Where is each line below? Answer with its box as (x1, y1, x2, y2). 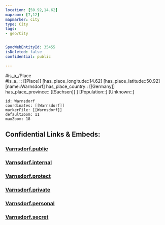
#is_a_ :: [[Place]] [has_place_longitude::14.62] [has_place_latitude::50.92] (5, 78, 160, 84)
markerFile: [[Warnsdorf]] (5, 107, 62, 112)
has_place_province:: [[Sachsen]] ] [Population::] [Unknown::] (5, 88, 135, 94)
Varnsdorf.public (5, 145, 48, 152)
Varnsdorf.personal (5, 200, 55, 207)
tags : (5, 26, 17, 31)
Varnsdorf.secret (5, 213, 49, 220)
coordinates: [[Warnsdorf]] (5, 103, 65, 108)
